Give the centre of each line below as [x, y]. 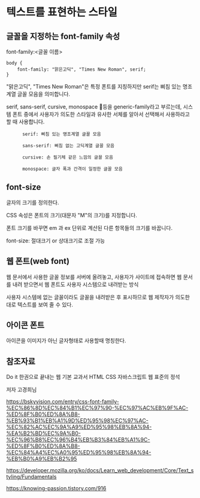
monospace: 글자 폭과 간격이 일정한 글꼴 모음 [72, 169]
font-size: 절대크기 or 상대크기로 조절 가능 [56, 241]
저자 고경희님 [22, 390]
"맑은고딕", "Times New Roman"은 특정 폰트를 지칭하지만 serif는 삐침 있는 [94, 86]
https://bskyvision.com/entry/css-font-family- [63, 402]
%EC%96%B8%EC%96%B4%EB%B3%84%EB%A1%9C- [78, 440]
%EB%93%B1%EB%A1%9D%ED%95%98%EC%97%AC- [77, 421]
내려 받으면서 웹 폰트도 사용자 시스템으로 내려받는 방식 [75, 284]
